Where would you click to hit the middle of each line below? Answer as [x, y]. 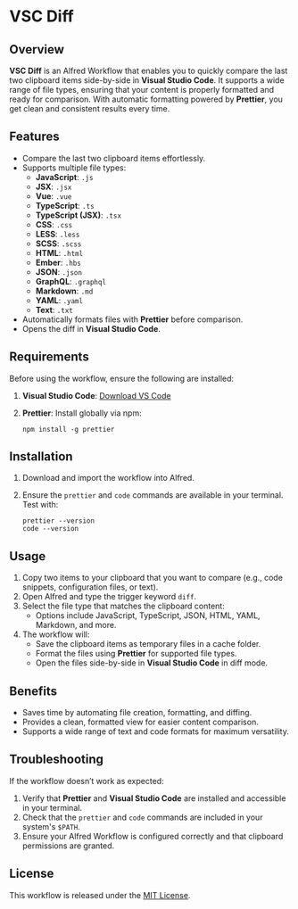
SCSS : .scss [58, 244]
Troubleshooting [57, 760]
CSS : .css [54, 224]
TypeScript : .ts [65, 205]
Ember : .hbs [58, 262]
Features [34, 137]
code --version [50, 529]
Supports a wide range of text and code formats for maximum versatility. [156, 731]
